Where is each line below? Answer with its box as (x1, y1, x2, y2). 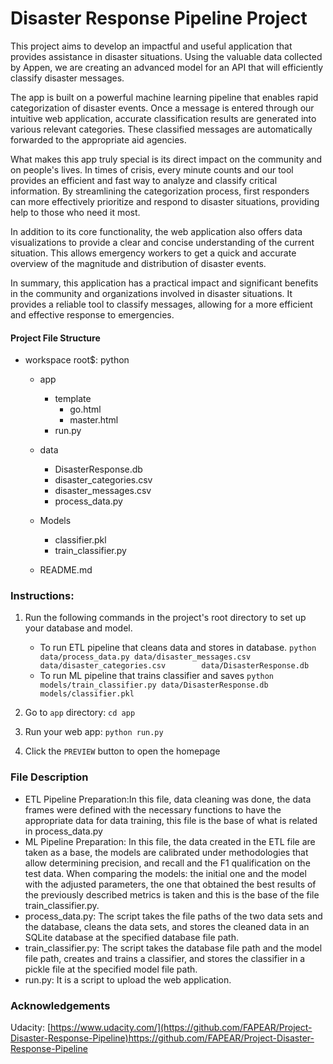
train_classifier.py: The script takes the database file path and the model (24, 942, 323, 954)
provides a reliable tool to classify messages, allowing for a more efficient (10, 298, 313, 310)
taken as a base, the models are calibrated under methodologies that (24, 846, 309, 858)
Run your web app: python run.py (24, 726, 164, 738)
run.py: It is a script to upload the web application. (24, 973, 232, 986)
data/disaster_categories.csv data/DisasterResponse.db (39, 661, 310, 671)
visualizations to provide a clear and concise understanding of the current (10, 236, 315, 248)
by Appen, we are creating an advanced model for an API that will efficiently (10, 61, 324, 73)
